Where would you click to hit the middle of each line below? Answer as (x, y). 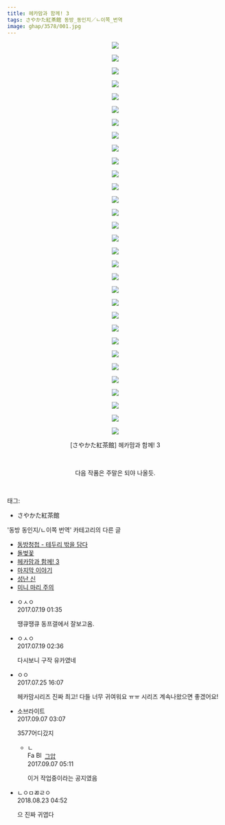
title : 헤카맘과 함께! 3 (38, 13)
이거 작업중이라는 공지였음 (62, 778)
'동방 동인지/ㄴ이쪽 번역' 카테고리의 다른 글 (64, 530)
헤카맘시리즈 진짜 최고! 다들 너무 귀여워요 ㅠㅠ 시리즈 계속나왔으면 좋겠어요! (118, 697)
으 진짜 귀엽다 (35, 815)
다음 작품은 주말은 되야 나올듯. (115, 473)
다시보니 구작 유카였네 (47, 660)
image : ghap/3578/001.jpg (44, 26)
